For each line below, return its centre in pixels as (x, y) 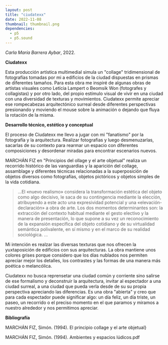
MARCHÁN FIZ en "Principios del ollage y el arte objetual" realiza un (76, 160)
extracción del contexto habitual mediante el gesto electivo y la (83, 213)
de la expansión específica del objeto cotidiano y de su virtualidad (86, 224)
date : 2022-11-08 (23, 19)
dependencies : (20, 29)
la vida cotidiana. (23, 182)
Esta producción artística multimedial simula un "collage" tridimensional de (83, 72)
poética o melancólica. (29, 266)
